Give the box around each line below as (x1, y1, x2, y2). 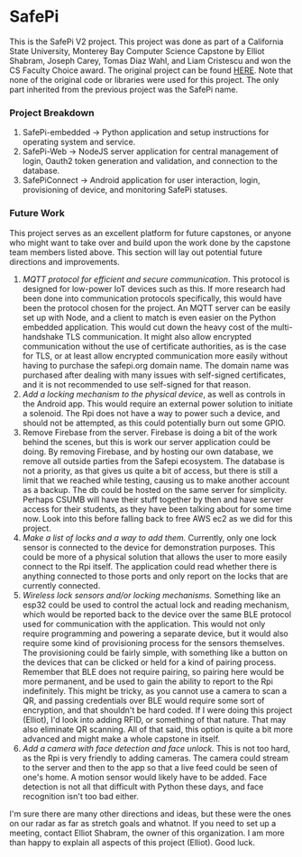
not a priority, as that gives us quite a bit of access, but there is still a (22, 465, 279, 476)
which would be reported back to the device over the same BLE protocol (22, 608, 291, 619)
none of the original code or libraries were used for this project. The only (9, 74, 279, 85)
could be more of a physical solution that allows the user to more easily (22, 552, 288, 562)
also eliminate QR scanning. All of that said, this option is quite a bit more (22, 724, 293, 734)
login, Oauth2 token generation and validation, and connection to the (22, 156, 278, 167)
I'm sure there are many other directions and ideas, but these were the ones (9, 808, 291, 819)
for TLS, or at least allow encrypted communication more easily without (22, 350, 288, 361)
